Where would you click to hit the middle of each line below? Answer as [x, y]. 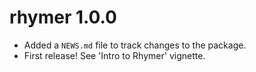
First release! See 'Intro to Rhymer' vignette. [114, 55]
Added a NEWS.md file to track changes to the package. [135, 45]
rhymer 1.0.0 [63, 17]
